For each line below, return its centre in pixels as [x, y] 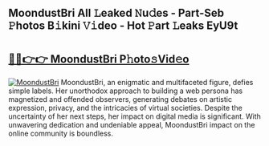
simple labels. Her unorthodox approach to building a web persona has [126, 91]
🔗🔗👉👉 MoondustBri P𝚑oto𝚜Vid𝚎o [99, 59]
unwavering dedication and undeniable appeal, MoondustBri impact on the [132, 125]
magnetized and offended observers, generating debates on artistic [120, 99]
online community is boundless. [61, 133]
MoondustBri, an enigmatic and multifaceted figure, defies [157, 82]
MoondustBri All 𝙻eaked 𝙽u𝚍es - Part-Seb [116, 13]
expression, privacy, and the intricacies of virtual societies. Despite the [125, 108]
